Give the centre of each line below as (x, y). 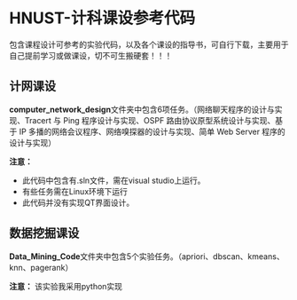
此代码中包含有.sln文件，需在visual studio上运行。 (113, 180)
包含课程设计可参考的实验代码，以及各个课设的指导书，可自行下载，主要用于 (149, 44)
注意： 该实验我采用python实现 (66, 286)
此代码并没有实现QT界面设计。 (78, 202)
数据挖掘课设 (44, 233)
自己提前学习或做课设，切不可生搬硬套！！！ (91, 55)
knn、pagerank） (41, 267)
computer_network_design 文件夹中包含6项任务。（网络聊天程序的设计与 (142, 109)
